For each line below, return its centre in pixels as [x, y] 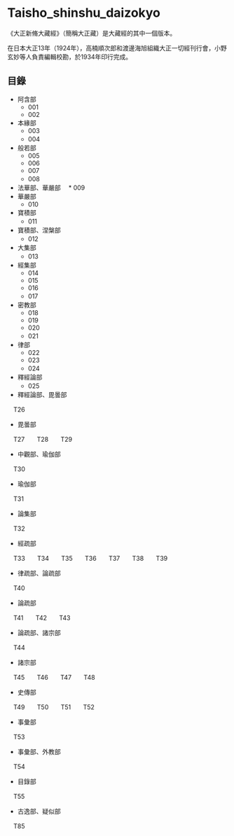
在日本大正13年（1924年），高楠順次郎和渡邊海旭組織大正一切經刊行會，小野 [117, 48]
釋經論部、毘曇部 [42, 394]
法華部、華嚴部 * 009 [51, 188]
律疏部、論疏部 [39, 573]
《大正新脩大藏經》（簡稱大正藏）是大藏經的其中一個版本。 [92, 33]
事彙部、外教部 [39, 751]
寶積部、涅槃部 [39, 230]
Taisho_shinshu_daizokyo [84, 13]
